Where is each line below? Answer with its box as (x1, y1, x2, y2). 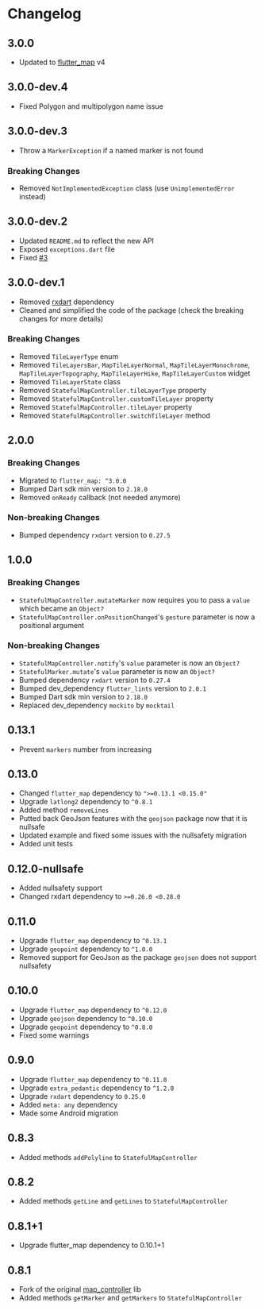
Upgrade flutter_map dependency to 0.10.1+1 (18, 1240, 164, 1250)
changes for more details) (18, 314, 104, 323)
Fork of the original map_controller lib (18, 1284, 142, 1294)
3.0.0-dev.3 (7, 125, 68, 138)
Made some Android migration (18, 1108, 118, 1118)
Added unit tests (18, 839, 73, 849)
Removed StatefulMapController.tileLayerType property (18, 385, 207, 395)
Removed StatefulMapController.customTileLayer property (18, 394, 214, 403)
